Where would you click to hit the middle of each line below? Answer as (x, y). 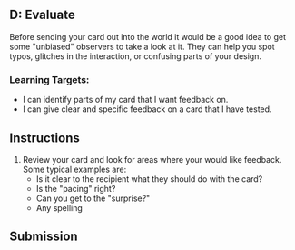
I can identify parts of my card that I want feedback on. (125, 100)
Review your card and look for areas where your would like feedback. (152, 159)
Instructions (44, 138)
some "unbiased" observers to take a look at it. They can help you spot (142, 46)
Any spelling (59, 207)
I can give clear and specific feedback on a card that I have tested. (147, 109)
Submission (44, 237)
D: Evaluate (42, 15)
